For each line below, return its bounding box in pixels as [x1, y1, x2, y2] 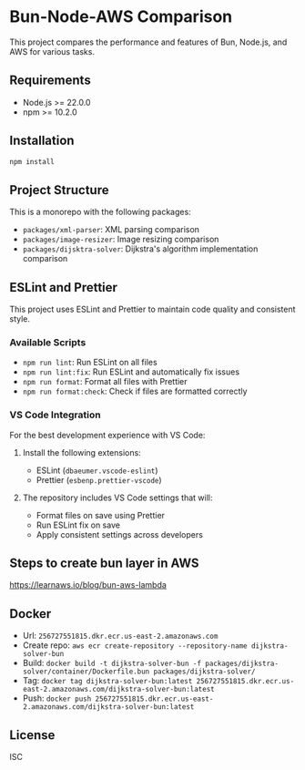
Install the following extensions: [22, 447, 141, 457]
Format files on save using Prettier [36, 509, 166, 520]
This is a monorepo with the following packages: [9, 207, 191, 218]
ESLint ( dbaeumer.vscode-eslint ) [36, 465, 158, 476]
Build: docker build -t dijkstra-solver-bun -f [22, 658, 202, 669]
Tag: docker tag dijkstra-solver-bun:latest [22, 675, 193, 686]
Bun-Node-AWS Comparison [9, 6, 233, 27]
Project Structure [9, 182, 109, 198]
